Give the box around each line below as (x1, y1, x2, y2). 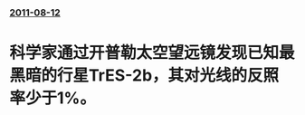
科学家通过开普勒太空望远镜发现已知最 (9, 43, 296, 63)
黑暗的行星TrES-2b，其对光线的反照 (9, 65, 280, 86)
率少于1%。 (9, 88, 97, 109)
